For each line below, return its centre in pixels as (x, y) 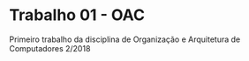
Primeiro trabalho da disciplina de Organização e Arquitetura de (125, 39)
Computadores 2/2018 (50, 48)
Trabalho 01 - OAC (77, 15)
